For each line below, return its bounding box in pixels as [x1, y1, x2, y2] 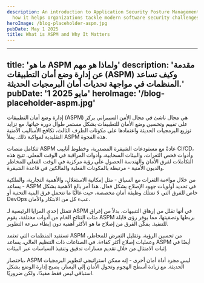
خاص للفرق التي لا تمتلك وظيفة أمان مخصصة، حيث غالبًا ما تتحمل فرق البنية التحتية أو [7, 189, 198, 196]
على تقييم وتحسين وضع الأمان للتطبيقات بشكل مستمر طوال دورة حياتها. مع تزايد [7, 120, 188, 128]
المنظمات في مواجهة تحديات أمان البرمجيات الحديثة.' [7, 78, 184, 89]
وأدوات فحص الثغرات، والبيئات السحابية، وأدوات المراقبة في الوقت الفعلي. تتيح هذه [7, 151, 193, 159]
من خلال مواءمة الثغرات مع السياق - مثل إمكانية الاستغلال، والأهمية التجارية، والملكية [7, 176, 196, 183]
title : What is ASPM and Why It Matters [7, 32, 111, 38]
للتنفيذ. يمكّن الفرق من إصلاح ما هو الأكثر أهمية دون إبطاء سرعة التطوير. [7, 220, 169, 227]
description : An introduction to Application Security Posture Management [7, 9, 200, 15]
